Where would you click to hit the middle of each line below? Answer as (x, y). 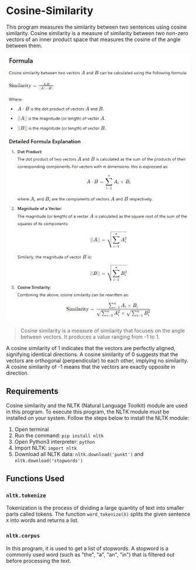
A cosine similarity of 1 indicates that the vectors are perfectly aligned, (91, 348)
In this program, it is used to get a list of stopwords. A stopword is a (87, 548)
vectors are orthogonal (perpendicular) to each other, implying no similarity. (97, 360)
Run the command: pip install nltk (59, 435)
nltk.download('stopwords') (49, 461)
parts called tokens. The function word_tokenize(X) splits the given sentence (98, 514)
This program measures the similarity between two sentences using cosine (97, 27)
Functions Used (35, 479)
